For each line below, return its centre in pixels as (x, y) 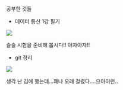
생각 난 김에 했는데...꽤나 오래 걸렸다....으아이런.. (62, 81)
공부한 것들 (19, 9)
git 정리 (23, 57)
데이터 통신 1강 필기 (37, 21)
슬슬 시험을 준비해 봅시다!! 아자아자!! (48, 45)
